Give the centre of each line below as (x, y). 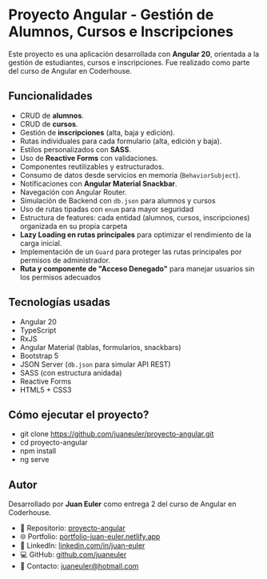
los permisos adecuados (60, 277)
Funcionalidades (51, 96)
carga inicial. (41, 243)
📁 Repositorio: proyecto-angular (72, 528)
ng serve (34, 460)
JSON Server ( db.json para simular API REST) (95, 364)
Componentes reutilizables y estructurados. (92, 167)
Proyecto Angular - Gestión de (111, 15)
